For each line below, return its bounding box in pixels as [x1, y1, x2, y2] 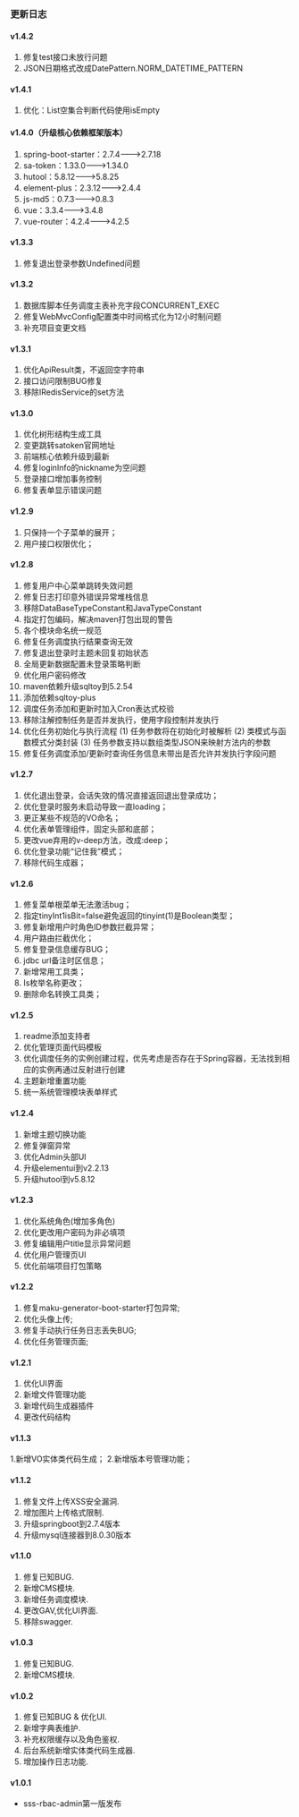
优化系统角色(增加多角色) [22, 1216, 116, 1226]
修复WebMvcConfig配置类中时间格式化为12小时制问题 [22, 311, 222, 321]
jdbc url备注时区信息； [22, 955, 106, 966]
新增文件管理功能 [22, 1389, 87, 1400]
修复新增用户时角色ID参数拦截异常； [22, 922, 157, 933]
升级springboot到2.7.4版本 [22, 1518, 120, 1529]
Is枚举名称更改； [22, 977, 85, 988]
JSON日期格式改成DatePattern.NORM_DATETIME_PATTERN [22, 63, 244, 73]
